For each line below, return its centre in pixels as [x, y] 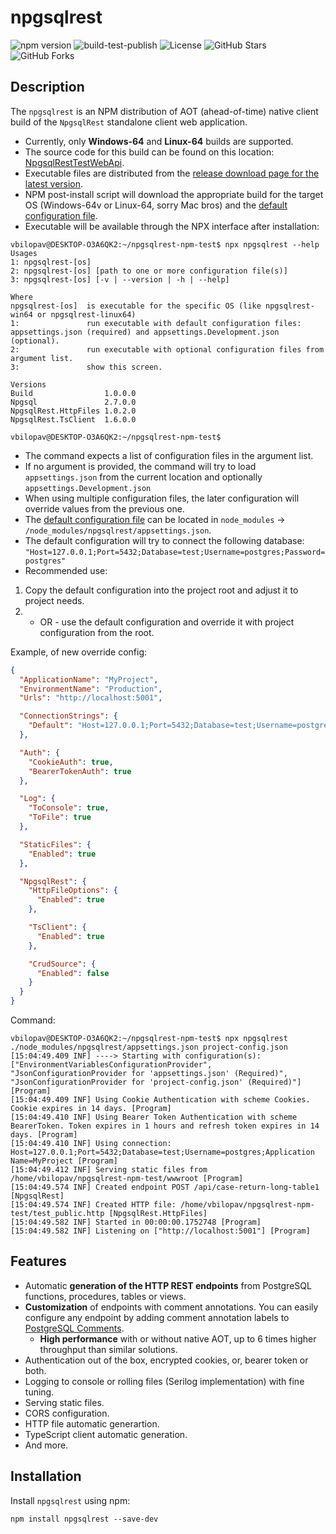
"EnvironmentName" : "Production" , [91, 689]
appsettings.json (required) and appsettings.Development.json [145, 332]
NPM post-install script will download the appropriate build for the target [174, 194]
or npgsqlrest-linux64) [86, 314]
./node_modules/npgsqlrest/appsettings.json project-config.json [149, 1047]
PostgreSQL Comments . [74, 1328]
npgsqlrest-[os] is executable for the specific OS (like [136, 306]
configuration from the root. [97, 632]
